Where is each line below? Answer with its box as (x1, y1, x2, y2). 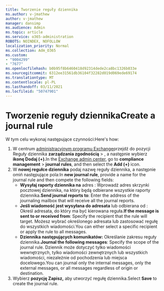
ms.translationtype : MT (5, 75, 54, 80)
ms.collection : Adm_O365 (5, 48, 56, 53)
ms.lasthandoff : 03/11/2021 (5, 84, 63, 89)
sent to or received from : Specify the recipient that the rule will (20, 213, 147, 219)
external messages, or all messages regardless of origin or (20, 265, 138, 271)
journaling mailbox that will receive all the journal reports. (20, 198, 135, 204)
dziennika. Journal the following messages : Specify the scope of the (20, 239, 159, 245)
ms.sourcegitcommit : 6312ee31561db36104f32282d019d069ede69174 (5, 71, 137, 76)
